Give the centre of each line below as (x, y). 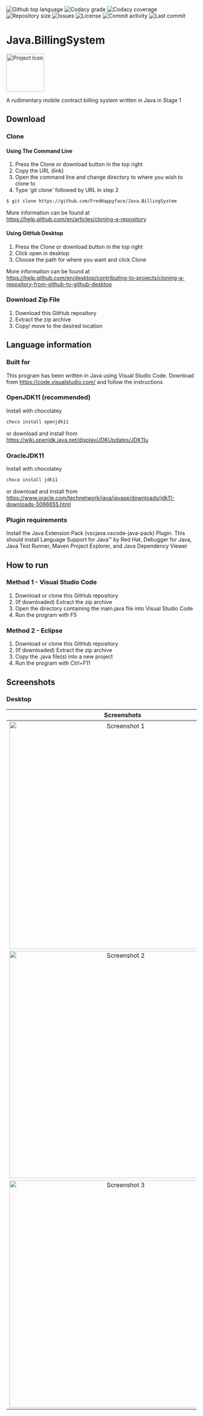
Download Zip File (33, 300)
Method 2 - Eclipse (34, 630)
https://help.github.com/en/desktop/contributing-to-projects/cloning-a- (96, 278)
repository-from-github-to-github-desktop (59, 284)
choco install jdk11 (32, 480)
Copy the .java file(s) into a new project (64, 657)
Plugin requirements (37, 520)
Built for (18, 362)
